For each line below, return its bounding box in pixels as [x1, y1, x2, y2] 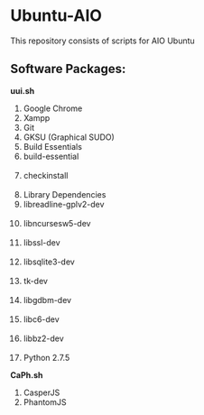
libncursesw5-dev [23, 217, 91, 228]
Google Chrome [23, 103, 83, 114]
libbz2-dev [23, 333, 64, 344]
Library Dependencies [23, 189, 107, 199]
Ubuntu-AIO [10, 5, 103, 26]
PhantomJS [23, 396, 67, 407]
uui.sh [10, 85, 35, 96]
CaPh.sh [10, 369, 43, 380]
